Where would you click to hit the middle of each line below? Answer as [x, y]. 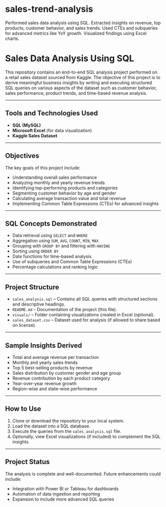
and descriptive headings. [39, 304]
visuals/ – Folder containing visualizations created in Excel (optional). [83, 315]
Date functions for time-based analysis [52, 256]
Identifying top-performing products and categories [65, 188]
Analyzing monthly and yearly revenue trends [59, 182]
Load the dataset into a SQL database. [51, 426]
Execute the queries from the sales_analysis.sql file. [67, 431]
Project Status [28, 462]
